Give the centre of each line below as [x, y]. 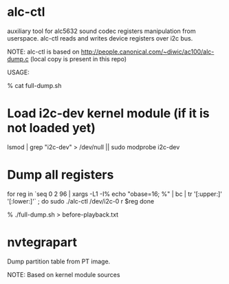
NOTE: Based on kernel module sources [64, 274]
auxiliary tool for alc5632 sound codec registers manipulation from [101, 31]
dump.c [18, 58]
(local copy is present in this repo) [78, 58]
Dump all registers [61, 175]
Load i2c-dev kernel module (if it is [108, 113]
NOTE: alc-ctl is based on [43, 52]
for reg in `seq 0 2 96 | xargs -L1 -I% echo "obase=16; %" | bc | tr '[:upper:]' [115, 194]
